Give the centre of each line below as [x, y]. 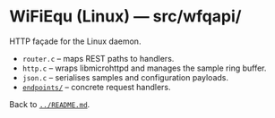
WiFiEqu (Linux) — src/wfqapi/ [125, 17]
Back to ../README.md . [50, 104]
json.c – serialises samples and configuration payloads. [125, 77]
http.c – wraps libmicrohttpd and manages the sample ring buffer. [144, 68]
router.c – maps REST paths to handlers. [98, 58]
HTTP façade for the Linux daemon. [75, 41]
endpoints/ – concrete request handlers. [97, 87]
